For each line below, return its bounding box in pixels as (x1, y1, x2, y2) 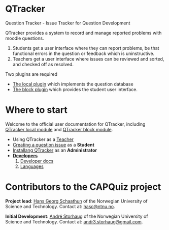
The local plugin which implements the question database (12, 81, 133, 87)
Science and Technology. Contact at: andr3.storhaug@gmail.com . (5, 218, 143, 224)
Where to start (5, 104, 67, 116)
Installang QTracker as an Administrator (12, 147, 97, 153)
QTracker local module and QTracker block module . (5, 126, 113, 132)
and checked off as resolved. (12, 61, 74, 67)
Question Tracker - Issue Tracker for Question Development (5, 20, 130, 26)
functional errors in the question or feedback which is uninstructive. (12, 50, 155, 56)
